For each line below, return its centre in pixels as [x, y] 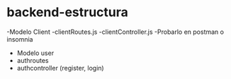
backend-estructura [68, 12]
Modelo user [35, 53]
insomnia [20, 39]
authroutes [33, 60]
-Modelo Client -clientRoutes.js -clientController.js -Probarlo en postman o [115, 32]
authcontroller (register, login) [60, 68]
